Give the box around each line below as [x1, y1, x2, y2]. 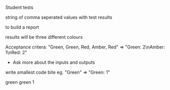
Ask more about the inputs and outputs [12, 59, 95, 65]
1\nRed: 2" [5, 50, 27, 55]
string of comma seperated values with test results [5, 14, 113, 20]
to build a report [5, 24, 39, 30]
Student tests [5, 5, 34, 10]
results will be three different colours [5, 34, 83, 40]
